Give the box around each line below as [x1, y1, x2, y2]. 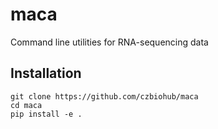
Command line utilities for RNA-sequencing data [10, 36, 209, 48]
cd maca [10, 100, 43, 110]
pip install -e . [10, 109, 83, 119]
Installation [10, 65, 82, 82]
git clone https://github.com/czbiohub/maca [10, 91, 199, 102]
